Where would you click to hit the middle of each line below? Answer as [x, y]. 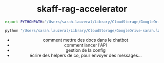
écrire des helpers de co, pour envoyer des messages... [86, 55]
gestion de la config [86, 50]
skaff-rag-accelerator [82, 9]
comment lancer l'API [86, 45]
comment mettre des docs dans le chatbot [86, 40]
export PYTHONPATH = [25, 22]
